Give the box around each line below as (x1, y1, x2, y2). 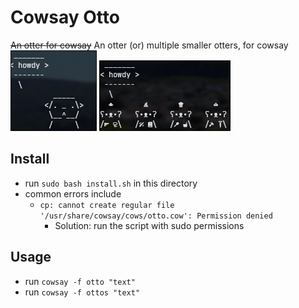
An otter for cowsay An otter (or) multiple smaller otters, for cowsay (10, 39, 289, 51)
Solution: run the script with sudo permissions (54, 219, 245, 231)
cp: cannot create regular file (39, 200, 175, 210)
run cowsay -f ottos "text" (24, 286, 141, 298)
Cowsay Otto (10, 6, 120, 29)
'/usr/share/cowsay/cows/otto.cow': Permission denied (39, 211, 273, 221)
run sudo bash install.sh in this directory (24, 177, 198, 189)
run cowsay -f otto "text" (24, 275, 136, 287)
